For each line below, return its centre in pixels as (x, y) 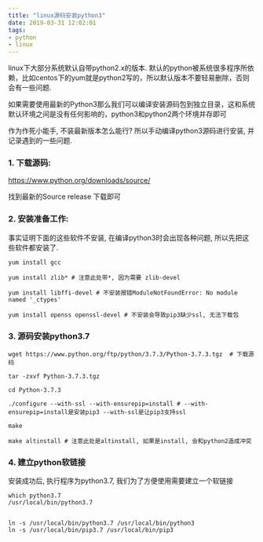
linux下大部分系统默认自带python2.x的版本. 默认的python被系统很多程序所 (128, 68)
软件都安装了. (37, 247)
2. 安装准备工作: (38, 219)
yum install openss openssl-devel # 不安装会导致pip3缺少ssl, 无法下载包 (124, 315)
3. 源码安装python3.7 (49, 336)
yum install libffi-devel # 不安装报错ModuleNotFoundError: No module (123, 293)
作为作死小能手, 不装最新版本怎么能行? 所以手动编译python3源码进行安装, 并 (131, 131)
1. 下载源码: (29, 163)
